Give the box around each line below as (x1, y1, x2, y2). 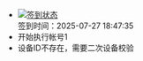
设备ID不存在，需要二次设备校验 (17, 42, 134, 53)
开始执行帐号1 (17, 32, 68, 42)
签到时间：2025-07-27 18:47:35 (17, 20, 134, 31)
